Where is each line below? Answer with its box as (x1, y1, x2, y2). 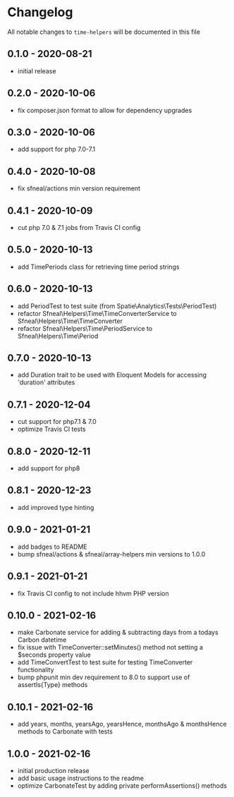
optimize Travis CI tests (17, 425, 86, 434)
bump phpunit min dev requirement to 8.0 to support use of (17, 673, 190, 681)
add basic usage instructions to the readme (17, 774, 144, 782)
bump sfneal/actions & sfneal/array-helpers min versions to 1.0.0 (17, 549, 206, 558)
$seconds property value (17, 650, 92, 659)
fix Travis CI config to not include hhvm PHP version (17, 589, 169, 597)
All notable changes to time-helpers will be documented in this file (7, 28, 201, 36)
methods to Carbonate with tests (17, 727, 113, 736)
